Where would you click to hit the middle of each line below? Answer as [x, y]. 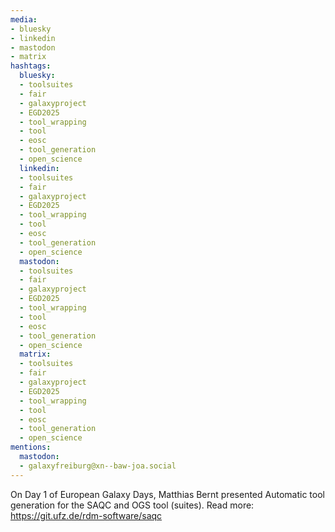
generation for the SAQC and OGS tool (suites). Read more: [132, 505]
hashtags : [31, 66]
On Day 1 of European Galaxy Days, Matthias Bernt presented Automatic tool [167, 494]
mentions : [31, 447]
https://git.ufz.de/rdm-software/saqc [86, 515]
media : [24, 19]
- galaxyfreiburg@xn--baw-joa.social [98, 466]
